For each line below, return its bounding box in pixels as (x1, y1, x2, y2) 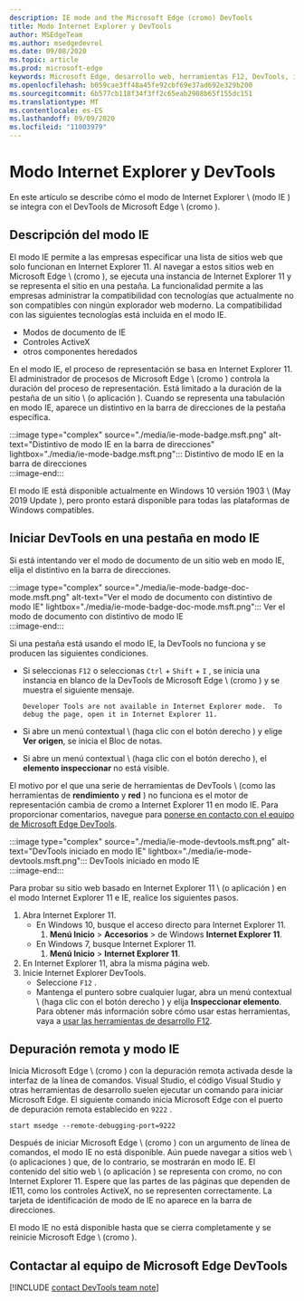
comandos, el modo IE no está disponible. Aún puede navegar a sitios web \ (9, 1147, 292, 1158)
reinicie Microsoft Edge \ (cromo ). (9, 1232, 138, 1243)
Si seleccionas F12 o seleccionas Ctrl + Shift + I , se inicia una (22, 665, 261, 675)
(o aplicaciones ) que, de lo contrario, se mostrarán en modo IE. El (9, 1156, 256, 1168)
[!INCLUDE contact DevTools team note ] (9, 1282, 160, 1293)
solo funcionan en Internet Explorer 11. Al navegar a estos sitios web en (9, 261, 274, 272)
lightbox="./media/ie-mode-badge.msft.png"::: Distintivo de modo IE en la (9, 448, 284, 459)
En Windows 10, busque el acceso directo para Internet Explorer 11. (35, 919, 287, 930)
